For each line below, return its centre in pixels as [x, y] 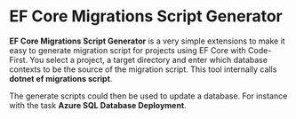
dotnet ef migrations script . [61, 78]
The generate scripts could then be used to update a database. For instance [148, 96]
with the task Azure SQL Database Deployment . [98, 105]
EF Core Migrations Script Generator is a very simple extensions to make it [148, 41]
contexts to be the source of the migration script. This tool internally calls [143, 69]
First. [19, 59]
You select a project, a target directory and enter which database [149, 59]
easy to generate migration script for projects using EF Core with [128, 50]
